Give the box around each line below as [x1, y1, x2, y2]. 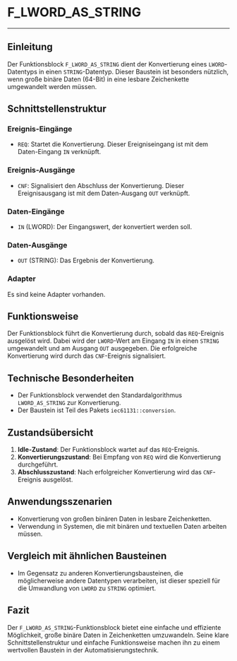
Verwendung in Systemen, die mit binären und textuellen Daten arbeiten [17, 522, 227, 530]
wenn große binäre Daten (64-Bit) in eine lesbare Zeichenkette [7, 75, 190, 83]
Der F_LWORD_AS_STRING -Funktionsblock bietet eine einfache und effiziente [7, 623, 221, 631]
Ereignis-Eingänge [7, 124, 73, 134]
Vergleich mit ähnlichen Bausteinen [7, 550, 167, 562]
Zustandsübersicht [7, 426, 94, 438]
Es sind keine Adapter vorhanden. [7, 290, 106, 298]
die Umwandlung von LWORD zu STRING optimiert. [17, 584, 157, 592]
